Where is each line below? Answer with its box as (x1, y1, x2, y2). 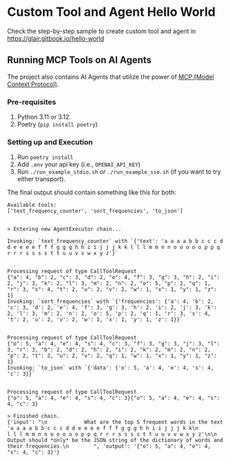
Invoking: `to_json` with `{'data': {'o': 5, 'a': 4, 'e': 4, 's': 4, (7, 365, 214, 372)
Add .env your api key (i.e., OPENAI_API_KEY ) (17, 160, 141, 169)
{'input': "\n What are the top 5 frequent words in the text (7, 419, 224, 426)
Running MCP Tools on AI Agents (7, 54, 152, 66)
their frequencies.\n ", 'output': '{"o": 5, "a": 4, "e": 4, (7, 443, 211, 450)
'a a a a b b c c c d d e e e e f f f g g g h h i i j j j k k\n (7, 425, 198, 432)
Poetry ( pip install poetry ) (17, 120, 98, 128)
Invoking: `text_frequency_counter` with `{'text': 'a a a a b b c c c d (7, 238, 224, 245)
